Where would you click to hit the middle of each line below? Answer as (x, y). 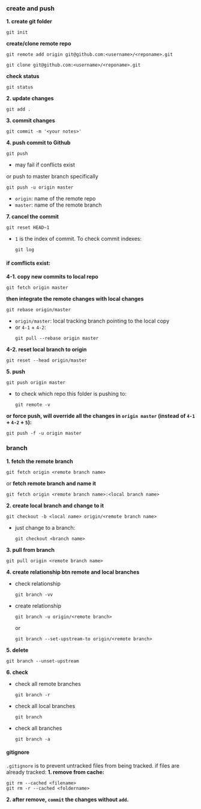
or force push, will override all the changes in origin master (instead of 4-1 (100, 416)
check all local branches (45, 706)
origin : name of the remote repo (55, 199)
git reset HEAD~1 (28, 228)
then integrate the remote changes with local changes (75, 298)
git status (20, 87)
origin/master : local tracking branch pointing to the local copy (92, 321)
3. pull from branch (31, 550)
